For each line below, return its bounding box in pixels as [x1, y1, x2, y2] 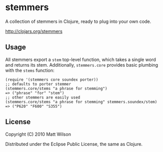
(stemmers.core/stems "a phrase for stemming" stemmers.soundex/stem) [5, 99, 157, 104]
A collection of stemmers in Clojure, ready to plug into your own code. [5, 18, 151, 24]
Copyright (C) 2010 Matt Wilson [5, 131, 71, 137]
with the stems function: [5, 67, 55, 73]
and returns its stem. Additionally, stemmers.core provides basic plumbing [5, 62, 158, 68]
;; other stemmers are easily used [5, 95, 80, 100]
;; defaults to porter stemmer [5, 81, 71, 86]
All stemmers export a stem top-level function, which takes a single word [5, 56, 156, 63]
